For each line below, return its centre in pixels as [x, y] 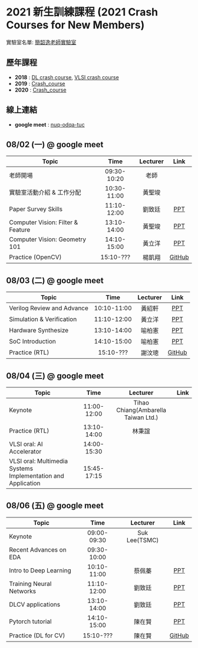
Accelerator [25, 451]
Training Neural [30, 584]
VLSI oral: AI [26, 444]
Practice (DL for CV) [37, 635]
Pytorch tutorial [30, 621]
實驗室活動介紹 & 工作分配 [45, 193]
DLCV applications [35, 604]
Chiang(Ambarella [141, 410]
